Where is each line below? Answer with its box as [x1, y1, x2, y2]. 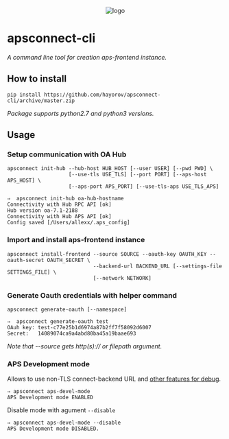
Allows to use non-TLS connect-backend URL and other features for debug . [7, 375, 221, 383]
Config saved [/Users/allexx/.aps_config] [7, 219, 130, 226]
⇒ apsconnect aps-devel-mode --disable [7, 419, 121, 427]
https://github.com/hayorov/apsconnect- [43, 91, 161, 98]
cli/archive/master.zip [7, 97, 75, 104]
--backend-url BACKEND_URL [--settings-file [93, 263, 223, 270]
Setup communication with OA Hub [7, 150, 127, 159]
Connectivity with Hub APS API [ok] [7, 213, 112, 220]
